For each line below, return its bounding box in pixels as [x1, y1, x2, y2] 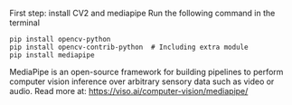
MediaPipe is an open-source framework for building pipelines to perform [9, 67, 284, 77]
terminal [9, 17, 41, 28]
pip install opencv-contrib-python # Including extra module [9, 43, 249, 52]
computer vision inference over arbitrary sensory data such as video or [9, 76, 275, 87]
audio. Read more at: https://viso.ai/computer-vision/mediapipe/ [9, 86, 249, 96]
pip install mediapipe [9, 51, 95, 60]
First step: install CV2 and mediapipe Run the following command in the [9, 8, 276, 18]
